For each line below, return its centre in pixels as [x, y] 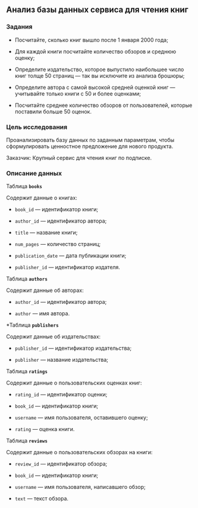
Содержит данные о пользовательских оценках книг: [74, 383]
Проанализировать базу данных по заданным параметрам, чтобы [90, 140]
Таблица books [24, 186]
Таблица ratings [27, 371]
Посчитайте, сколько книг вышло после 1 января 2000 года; [91, 40]
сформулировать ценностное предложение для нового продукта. [90, 146]
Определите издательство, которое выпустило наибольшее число [99, 69]
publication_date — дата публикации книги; [70, 255]
